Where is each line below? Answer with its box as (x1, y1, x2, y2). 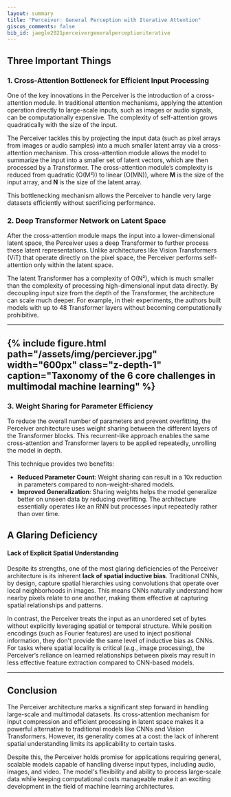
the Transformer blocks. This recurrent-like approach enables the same (7, 431, 210, 440)
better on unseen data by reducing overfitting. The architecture (16, 495, 197, 503)
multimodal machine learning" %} (7, 380, 156, 392)
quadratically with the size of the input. (7, 120, 118, 128)
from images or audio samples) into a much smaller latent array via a (7, 141, 201, 149)
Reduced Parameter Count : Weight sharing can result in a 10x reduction (16, 473, 222, 481)
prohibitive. (7, 311, 39, 319)
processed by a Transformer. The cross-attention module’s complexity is (7, 163, 213, 171)
